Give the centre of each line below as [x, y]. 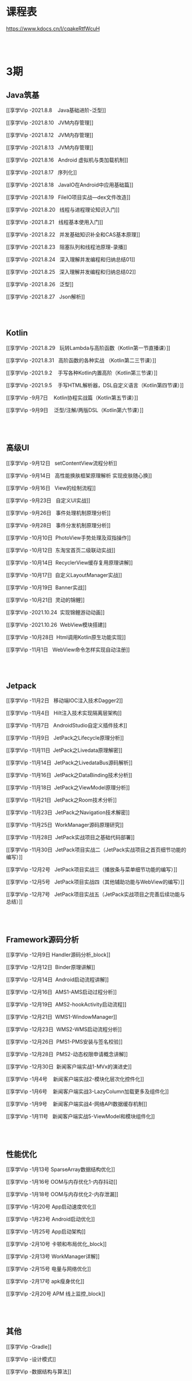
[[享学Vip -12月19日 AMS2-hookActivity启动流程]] [66, 1005]
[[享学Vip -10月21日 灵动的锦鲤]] [46, 600]
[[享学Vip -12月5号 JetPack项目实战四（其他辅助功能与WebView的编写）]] [95, 882]
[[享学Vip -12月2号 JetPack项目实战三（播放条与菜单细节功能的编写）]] [92, 870]
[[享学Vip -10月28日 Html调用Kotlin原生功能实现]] [66, 637]
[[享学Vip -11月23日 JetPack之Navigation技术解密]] [68, 813]
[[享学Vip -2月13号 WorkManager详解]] [53, 1256]
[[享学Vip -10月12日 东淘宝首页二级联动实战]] [61, 550]
